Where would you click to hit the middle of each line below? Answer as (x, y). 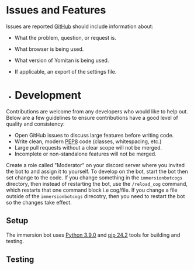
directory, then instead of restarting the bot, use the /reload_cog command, (97, 184)
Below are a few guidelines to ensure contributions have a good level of (92, 117)
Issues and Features (56, 10)
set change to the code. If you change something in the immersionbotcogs (94, 177)
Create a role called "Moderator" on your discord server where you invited (96, 165)
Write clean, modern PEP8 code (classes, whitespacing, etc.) (88, 141)
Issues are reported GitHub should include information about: (80, 26)
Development (48, 96)
